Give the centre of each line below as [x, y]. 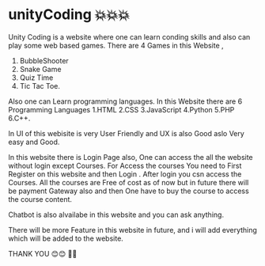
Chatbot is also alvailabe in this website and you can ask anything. [116, 215]
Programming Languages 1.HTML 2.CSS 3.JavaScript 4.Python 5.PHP [121, 109]
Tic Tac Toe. [40, 85]
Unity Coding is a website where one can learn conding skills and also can [129, 36]
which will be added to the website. [66, 238]
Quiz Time [36, 78]
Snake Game [40, 69]
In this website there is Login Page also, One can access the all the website [131, 157]
